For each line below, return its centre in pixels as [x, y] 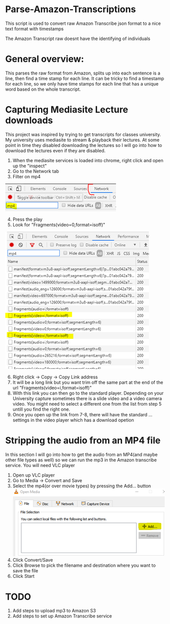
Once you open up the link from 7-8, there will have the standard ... [82, 414]
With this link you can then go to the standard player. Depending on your [88, 393]
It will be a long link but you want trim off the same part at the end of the [88, 382]
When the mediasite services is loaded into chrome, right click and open [88, 160]
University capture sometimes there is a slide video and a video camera [87, 398]
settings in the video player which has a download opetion [73, 420]
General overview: [45, 59]
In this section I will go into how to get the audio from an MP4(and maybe [81, 454]
